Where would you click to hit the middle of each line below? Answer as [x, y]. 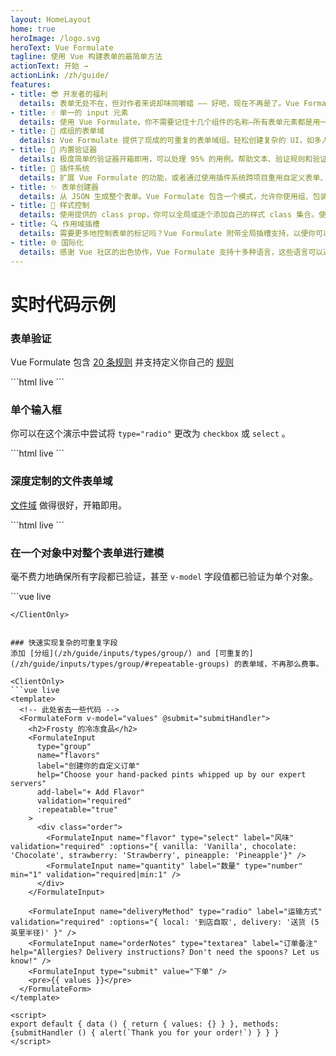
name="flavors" [68, 755]
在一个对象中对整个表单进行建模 [87, 553]
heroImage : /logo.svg [55, 38]
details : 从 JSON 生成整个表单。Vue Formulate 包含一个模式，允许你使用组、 [166, 196]
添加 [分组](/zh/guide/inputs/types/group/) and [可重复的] [132, 653]
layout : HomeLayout [51, 19]
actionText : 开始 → [49, 66]
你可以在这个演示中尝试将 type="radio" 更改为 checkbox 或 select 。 [150, 433]
